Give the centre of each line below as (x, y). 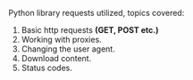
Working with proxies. (61, 40)
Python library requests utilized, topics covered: (96, 13)
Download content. (56, 58)
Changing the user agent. (68, 49)
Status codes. (47, 68)
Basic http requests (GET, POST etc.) (90, 30)
